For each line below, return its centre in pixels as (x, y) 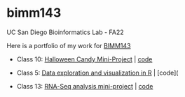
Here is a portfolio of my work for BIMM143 (69, 45)
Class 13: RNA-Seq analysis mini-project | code (85, 86)
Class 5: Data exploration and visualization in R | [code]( (97, 73)
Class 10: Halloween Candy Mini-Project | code (84, 59)
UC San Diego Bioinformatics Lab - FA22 (65, 32)
